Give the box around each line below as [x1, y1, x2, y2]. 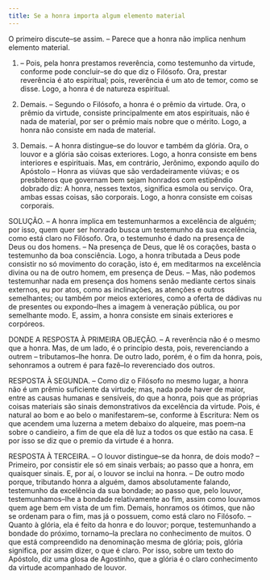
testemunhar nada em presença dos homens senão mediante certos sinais [8, 275, 256, 286]
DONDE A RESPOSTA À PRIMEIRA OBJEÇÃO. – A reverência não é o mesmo [8, 334, 260, 344]
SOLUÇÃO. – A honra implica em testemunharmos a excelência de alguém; [8, 216, 256, 226]
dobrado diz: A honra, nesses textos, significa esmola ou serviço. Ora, [19, 183, 254, 193]
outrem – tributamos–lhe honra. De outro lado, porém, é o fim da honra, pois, [8, 351, 264, 361]
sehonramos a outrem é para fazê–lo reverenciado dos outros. [8, 360, 215, 370]
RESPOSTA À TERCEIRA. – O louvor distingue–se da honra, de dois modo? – [8, 451, 260, 461]
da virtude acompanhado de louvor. [8, 562, 127, 572]
